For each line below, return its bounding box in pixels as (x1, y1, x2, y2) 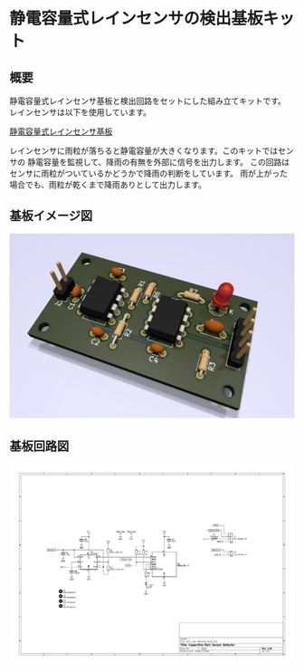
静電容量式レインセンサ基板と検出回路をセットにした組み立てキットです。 (9, 96, 287, 106)
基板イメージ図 (9, 208, 93, 224)
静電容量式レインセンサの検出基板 (9, 8, 264, 29)
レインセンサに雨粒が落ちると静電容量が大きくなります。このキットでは (9, 146, 279, 156)
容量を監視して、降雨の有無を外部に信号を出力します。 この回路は (43, 157, 290, 168)
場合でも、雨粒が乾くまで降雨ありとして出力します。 (9, 179, 206, 190)
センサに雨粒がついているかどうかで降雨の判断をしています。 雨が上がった (9, 168, 288, 178)
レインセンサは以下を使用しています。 (9, 107, 152, 118)
